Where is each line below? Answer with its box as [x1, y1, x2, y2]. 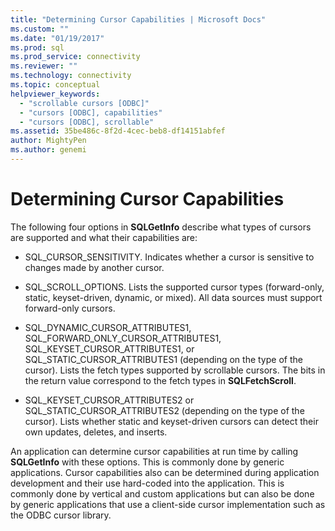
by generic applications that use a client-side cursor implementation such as [10, 498, 326, 510]
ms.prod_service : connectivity [10, 52, 141, 62]
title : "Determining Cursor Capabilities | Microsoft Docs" [10, 14, 267, 25]
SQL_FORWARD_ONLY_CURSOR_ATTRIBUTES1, [24, 332, 222, 344]
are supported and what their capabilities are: [10, 231, 198, 243]
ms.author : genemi [10, 145, 87, 155]
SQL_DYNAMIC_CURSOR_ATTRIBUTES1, [24, 321, 192, 333]
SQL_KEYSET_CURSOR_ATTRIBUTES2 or [24, 394, 195, 406]
